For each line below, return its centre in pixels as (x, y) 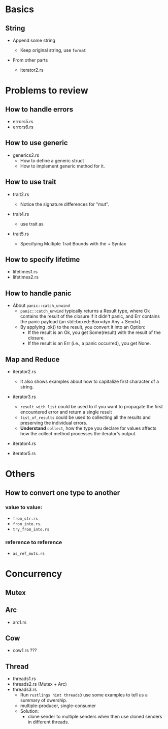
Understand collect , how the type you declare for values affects (88, 428)
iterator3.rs (24, 397)
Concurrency (34, 574)
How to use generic (37, 143)
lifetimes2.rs (26, 277)
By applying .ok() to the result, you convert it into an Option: (83, 327)
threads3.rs (25, 690)
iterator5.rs (24, 454)
